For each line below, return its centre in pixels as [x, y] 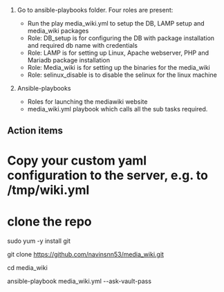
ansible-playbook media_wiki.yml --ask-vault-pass [80, 281]
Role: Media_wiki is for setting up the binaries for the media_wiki [119, 67]
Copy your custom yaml [77, 160]
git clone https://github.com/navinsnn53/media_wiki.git [86, 254]
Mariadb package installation [69, 60]
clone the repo [49, 221]
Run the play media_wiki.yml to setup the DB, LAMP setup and [116, 23]
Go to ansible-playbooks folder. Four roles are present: [95, 10]
